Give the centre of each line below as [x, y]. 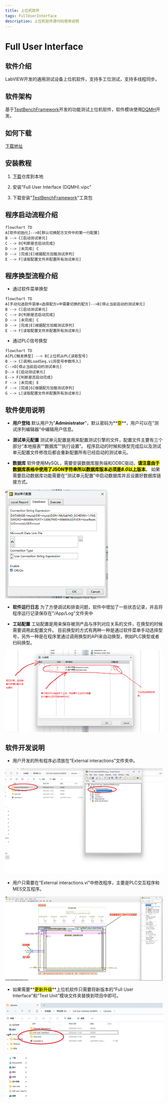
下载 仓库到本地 [28, 176]
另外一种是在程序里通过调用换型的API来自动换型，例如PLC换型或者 [90, 636]
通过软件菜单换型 [30, 289]
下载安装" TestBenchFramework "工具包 [52, 197]
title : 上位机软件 [22, 11]
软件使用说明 [25, 410]
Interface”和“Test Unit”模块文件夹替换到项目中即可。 [66, 996]
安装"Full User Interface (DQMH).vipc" [52, 187]
